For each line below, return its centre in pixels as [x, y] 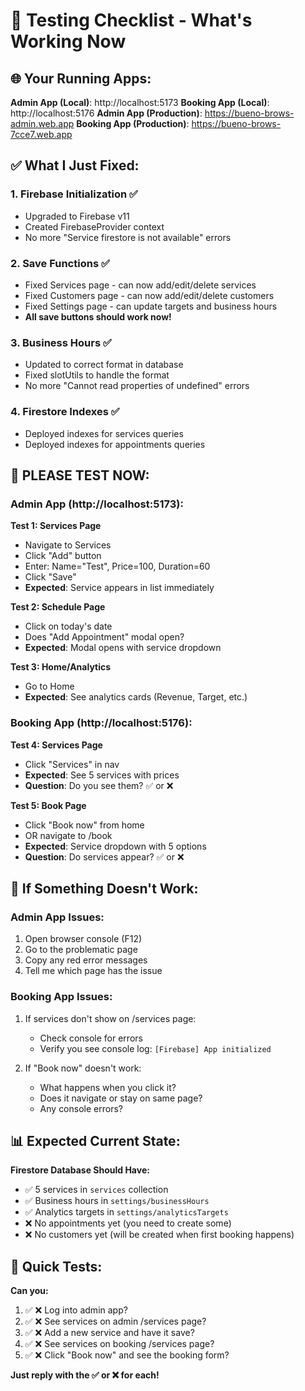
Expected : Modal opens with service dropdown [123, 648]
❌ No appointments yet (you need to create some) [128, 1223]
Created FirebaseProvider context [94, 226]
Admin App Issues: [57, 917]
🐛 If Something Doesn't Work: [104, 888]
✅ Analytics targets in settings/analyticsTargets [126, 1212]
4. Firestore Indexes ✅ [65, 412]
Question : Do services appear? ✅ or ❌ [104, 856]
